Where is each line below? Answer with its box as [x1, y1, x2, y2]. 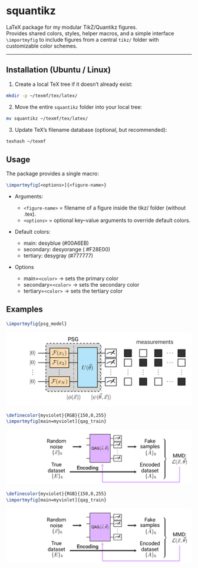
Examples [6, 304, 43, 314]
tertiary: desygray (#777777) [23, 252, 93, 260]
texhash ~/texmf [6, 138, 46, 144]
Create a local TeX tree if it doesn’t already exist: [14, 81, 133, 88]
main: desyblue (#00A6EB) [23, 240, 90, 247]
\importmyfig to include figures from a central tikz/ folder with [6, 36, 159, 43]
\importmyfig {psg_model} [6, 321, 67, 327]
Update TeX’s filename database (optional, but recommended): [14, 126, 167, 133]
